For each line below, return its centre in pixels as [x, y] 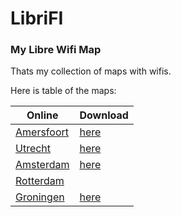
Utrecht [33, 149]
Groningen [40, 197]
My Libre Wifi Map [56, 50]
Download [104, 115]
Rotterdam [40, 181]
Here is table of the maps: [63, 91]
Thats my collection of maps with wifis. [91, 71]
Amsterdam [42, 165]
